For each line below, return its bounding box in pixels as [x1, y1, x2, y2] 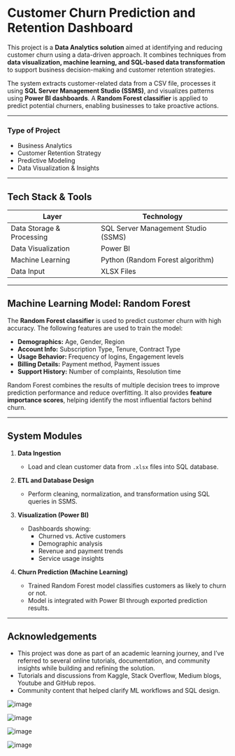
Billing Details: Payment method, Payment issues [17, 359, 160, 368]
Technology [142, 212, 183, 222]
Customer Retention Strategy [17, 149, 101, 157]
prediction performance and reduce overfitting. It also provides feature [7, 388, 212, 397]
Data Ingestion [17, 449, 62, 457]
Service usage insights [38, 554, 104, 562]
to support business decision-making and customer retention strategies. [7, 65, 215, 74]
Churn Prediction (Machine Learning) [17, 567, 128, 576]
